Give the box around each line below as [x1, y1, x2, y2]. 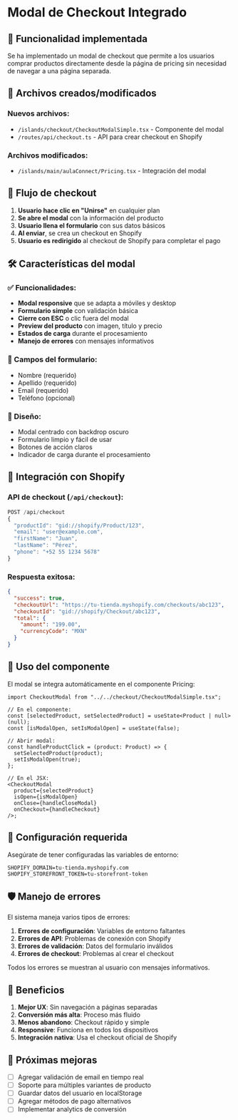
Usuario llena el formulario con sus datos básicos [17, 221, 166, 230]
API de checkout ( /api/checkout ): [7, 493, 124, 503]
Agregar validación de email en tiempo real [17, 1073, 144, 1081]
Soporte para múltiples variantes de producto [17, 1081, 152, 1089]
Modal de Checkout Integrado [7, 4, 187, 21]
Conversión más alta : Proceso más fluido [17, 1010, 141, 1019]
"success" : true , [14, 595, 66, 602]
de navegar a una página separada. [7, 67, 112, 75]
